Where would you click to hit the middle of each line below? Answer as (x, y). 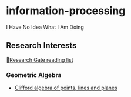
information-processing (66, 11)
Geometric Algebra (34, 75)
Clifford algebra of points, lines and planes (66, 88)
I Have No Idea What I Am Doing (45, 27)
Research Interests (41, 46)
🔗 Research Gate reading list (40, 59)
